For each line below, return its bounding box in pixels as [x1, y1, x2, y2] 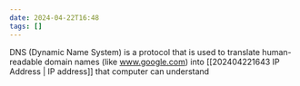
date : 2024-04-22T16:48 [9, 13, 100, 23]
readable [9, 56, 43, 67]
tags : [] [9, 22, 43, 31]
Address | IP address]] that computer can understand [9, 65, 210, 77]
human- [262, 46, 293, 57]
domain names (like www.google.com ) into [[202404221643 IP [44, 56, 280, 67]
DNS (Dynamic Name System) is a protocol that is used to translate [9, 46, 261, 57]
